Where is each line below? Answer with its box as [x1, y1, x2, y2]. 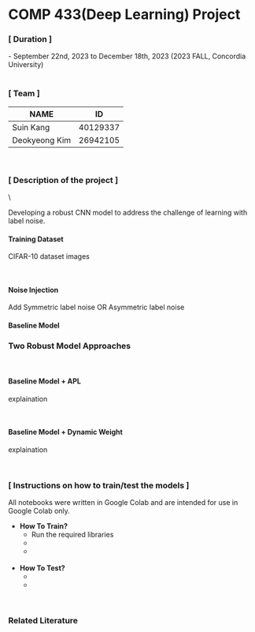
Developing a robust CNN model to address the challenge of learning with [8, 208, 248, 218]
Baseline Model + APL [8, 376, 81, 386]
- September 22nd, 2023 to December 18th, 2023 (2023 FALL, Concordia [8, 51, 246, 61]
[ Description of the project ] [8, 174, 119, 185]
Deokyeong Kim [12, 134, 72, 145]
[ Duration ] [8, 34, 53, 45]
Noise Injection [8, 285, 59, 294]
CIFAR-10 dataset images [8, 252, 91, 261]
